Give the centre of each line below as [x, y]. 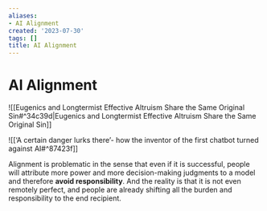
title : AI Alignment [43, 46]
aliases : [23, 16]
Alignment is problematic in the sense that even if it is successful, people [129, 164]
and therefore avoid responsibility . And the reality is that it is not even [125, 181]
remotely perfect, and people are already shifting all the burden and [120, 190]
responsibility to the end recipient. [65, 198]
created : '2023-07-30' [46, 30]
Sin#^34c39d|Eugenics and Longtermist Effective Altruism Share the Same [132, 116]
